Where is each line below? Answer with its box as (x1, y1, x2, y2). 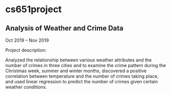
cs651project (5, 4, 62, 15)
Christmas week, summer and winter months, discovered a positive (5, 68, 147, 74)
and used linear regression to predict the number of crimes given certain (5, 79, 158, 84)
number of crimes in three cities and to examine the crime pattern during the (5, 62, 166, 68)
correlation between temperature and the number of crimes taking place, (5, 73, 159, 79)
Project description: (5, 47, 47, 53)
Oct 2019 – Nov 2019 (5, 37, 50, 43)
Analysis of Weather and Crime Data (5, 24, 124, 33)
